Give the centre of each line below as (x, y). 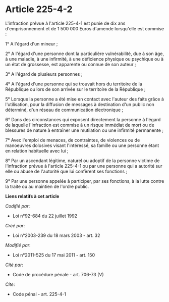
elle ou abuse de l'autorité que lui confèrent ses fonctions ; (66, 171)
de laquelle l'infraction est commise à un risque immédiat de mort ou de (80, 125)
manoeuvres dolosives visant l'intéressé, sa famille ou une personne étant (82, 145)
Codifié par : (18, 206)
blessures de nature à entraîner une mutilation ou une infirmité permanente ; (84, 130)
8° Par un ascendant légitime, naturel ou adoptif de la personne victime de (82, 161)
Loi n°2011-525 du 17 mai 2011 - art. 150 (53, 255)
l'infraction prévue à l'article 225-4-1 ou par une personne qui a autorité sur (84, 166)
